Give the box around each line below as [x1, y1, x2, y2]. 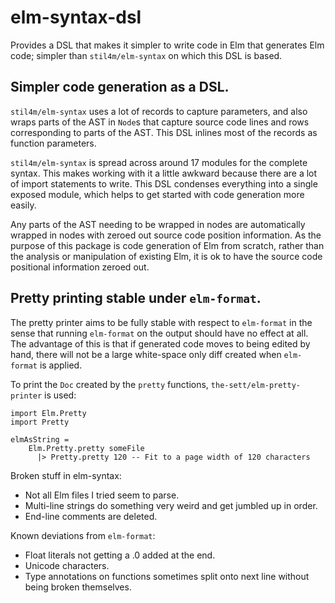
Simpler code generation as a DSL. [10, 79, 230, 96]
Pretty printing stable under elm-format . [10, 290, 262, 307]
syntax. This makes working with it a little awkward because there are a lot [10, 167, 318, 179]
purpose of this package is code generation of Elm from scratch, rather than [10, 239, 325, 251]
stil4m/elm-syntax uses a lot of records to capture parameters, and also [10, 105, 308, 117]
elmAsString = [10, 434, 70, 445]
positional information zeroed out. [10, 261, 150, 273]
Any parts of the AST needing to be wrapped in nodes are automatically [10, 218, 306, 230]
